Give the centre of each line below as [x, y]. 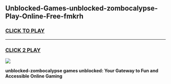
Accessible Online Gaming [34, 76]
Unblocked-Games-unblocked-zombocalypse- [82, 8]
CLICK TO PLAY [25, 31]
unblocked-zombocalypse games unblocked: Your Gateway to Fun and [82, 70]
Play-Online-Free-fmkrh [45, 17]
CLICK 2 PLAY [23, 50]
